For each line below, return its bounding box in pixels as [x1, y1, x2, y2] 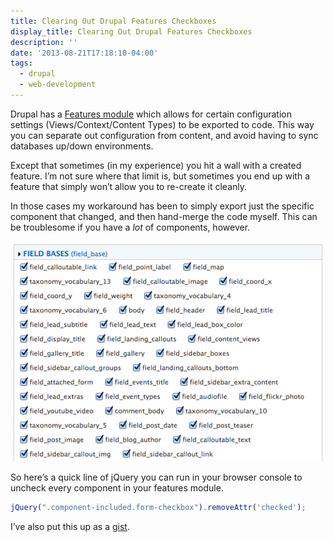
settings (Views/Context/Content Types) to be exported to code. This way [10, 118, 315, 130]
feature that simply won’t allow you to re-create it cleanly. [10, 180, 248, 192]
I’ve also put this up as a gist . [10, 521, 130, 533]
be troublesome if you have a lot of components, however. [10, 221, 251, 233]
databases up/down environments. [10, 140, 154, 152]
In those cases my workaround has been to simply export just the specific [10, 200, 315, 212]
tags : [10, 58, 33, 69]
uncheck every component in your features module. [10, 482, 224, 494]
